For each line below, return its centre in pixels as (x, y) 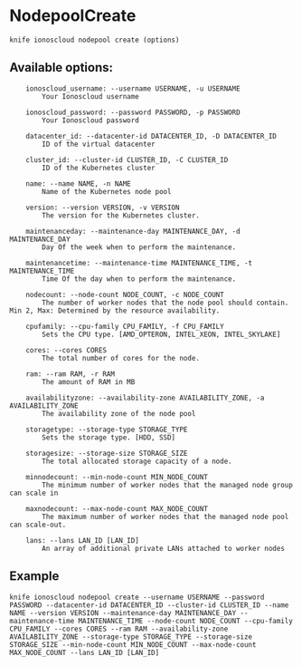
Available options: (61, 68)
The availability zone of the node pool (119, 413)
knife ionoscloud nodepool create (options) (94, 40)
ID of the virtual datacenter (99, 144)
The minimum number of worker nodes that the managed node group (168, 485)
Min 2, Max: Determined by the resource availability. (115, 310)
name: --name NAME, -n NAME (78, 183)
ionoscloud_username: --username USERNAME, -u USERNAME (133, 88)
